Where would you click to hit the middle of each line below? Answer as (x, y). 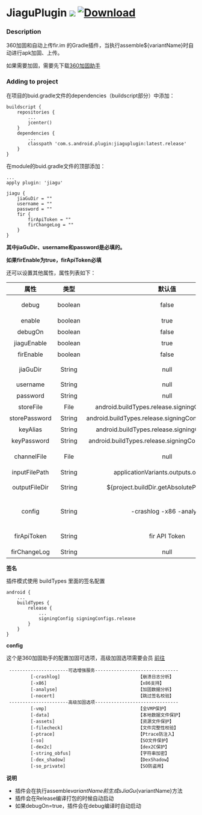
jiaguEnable (30, 343)
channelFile (30, 456)
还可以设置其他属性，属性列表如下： (51, 273)
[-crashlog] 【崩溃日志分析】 (102, 677)
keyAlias (30, 429)
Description (24, 32)
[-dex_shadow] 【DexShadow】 (101, 760)
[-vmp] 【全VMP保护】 (99, 709)
